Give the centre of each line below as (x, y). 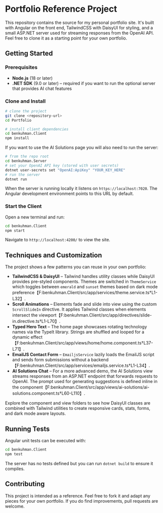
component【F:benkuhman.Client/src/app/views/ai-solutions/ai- (85, 387)
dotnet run (16, 179)
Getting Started (29, 53)
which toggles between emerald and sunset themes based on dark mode (85, 287)
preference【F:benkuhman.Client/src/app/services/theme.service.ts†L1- (85, 293)
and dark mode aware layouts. (36, 413)
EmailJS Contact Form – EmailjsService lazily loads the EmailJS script (83, 355)
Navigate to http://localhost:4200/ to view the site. (58, 240)
